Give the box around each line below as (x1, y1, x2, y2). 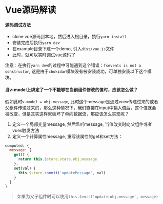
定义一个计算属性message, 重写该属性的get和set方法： (12, 133, 123, 139)
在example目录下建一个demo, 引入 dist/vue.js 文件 (12, 46, 115, 52)
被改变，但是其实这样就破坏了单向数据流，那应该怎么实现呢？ (5, 111, 129, 116)
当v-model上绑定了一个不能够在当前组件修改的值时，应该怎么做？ (5, 87, 138, 92)
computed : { (5, 143, 29, 148)
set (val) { (14, 166, 36, 171)
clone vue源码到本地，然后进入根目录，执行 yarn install (12, 34, 127, 40)
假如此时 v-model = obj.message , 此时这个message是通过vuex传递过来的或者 (5, 98, 159, 104)
